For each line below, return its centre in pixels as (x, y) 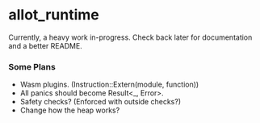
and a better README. (45, 45)
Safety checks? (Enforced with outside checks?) (101, 102)
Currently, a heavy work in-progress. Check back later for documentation (130, 37)
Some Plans (32, 66)
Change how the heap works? (70, 110)
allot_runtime (54, 15)
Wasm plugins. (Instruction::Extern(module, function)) (109, 85)
